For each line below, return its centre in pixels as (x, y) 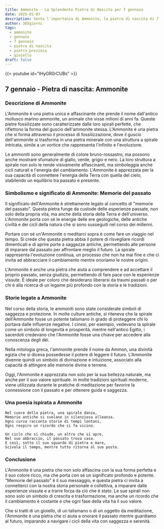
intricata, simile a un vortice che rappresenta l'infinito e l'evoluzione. (74, 144)
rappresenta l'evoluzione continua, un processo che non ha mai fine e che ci (82, 255)
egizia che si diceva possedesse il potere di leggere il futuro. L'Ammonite (79, 354)
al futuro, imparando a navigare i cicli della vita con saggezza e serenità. (78, 521)
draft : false (18, 60)
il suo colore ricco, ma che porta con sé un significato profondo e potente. (80, 475)
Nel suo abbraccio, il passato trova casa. (50, 438)
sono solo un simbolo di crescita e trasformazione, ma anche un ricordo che (82, 496)
